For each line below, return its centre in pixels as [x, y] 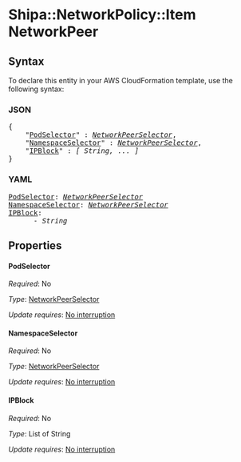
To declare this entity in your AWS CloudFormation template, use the [120, 80]
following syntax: [36, 89]
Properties [35, 245]
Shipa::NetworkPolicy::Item [103, 15]
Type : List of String [40, 433]
